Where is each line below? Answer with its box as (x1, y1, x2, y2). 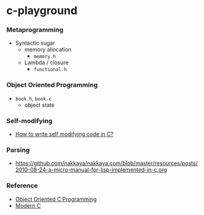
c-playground (6, 4, 78, 18)
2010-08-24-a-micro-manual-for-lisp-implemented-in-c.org (15, 166, 167, 173)
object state (24, 101, 55, 108)
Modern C (15, 202, 41, 209)
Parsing (6, 146, 30, 154)
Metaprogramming (6, 26, 64, 34)
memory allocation (24, 46, 72, 53)
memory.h (33, 53, 56, 60)
